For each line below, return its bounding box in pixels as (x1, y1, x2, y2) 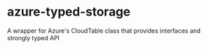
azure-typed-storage (7, 4, 131, 20)
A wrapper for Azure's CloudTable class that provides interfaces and (7, 27, 201, 35)
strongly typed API (7, 33, 60, 42)
